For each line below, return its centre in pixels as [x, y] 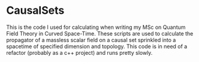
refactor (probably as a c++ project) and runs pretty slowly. [79, 52]
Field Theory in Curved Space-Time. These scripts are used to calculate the [100, 33]
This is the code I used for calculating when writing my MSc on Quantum [96, 27]
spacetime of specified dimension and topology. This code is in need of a [97, 46]
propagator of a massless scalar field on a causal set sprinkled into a [91, 40]
